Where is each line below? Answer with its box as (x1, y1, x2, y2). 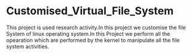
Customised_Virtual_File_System (6, 4, 174, 18)
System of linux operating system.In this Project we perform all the (6, 30, 170, 37)
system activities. (6, 43, 50, 50)
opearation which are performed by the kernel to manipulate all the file (6, 36, 180, 43)
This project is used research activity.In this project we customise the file (6, 24, 187, 31)
